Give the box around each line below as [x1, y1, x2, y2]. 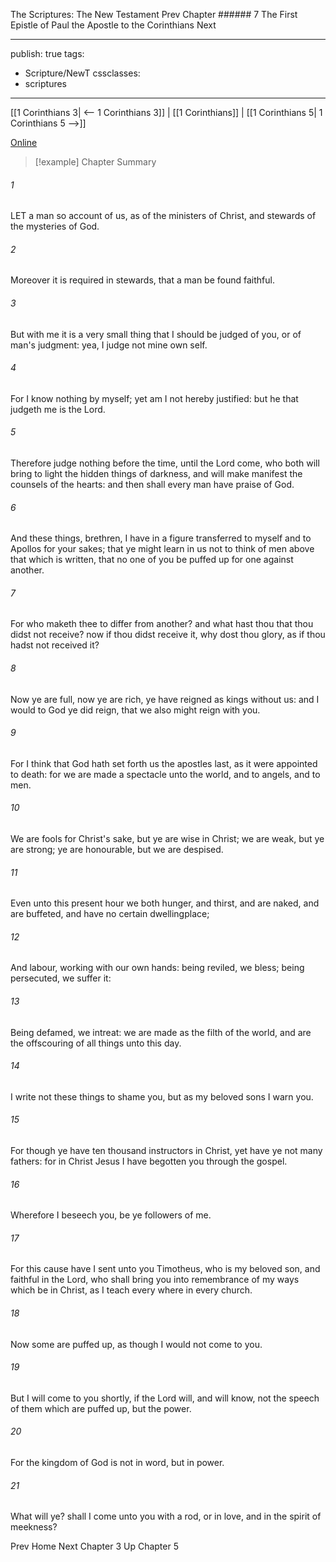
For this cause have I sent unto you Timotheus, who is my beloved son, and [10, 1263, 321, 1275]
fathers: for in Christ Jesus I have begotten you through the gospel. [10, 1155, 288, 1168]
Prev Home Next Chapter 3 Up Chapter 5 [10, 1540, 179, 1553]
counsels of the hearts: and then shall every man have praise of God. [10, 479, 295, 491]
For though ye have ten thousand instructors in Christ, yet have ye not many [10, 1145, 323, 1157]
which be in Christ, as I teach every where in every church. [10, 1284, 253, 1296]
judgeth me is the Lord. [10, 403, 106, 415]
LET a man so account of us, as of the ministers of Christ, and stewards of [10, 210, 317, 222]
